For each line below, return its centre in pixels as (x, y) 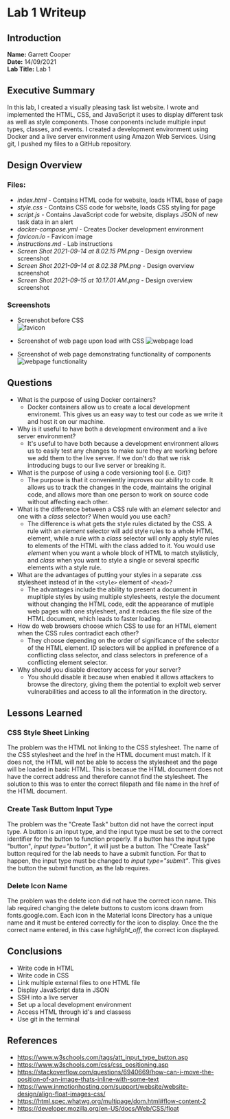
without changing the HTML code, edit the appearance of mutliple (120, 604)
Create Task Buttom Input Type (60, 809)
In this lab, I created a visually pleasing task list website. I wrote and (103, 107)
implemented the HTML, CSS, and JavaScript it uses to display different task (115, 114)
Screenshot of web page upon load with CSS (81, 341)
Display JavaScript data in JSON (63, 990)
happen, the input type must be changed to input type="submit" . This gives (114, 861)
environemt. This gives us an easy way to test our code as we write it (125, 414)
